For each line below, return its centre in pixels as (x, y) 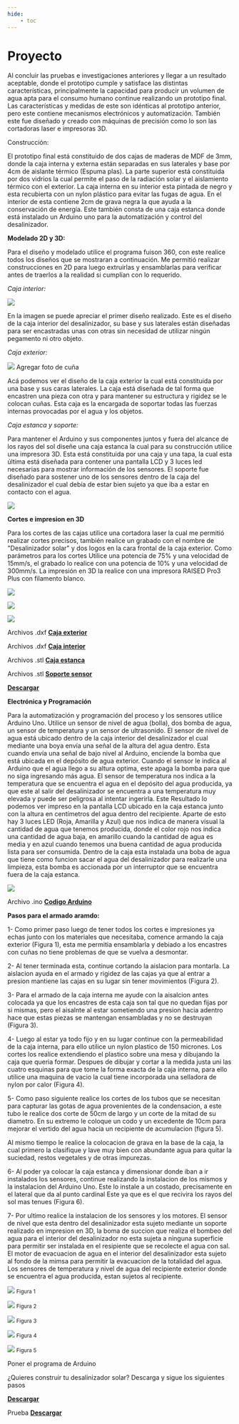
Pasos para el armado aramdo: (54, 916)
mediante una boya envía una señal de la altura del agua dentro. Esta (109, 746)
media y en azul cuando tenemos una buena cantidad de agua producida (115, 844)
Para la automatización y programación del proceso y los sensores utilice (115, 716)
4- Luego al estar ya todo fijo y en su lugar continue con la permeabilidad (115, 1039)
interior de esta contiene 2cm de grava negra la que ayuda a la (100, 202)
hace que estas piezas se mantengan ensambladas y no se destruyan (110, 1018)
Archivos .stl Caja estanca (46, 660)
